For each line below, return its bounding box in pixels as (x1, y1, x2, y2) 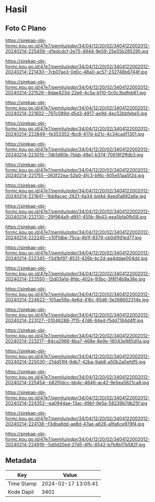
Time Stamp (8, 480, 37, 487)
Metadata (5, 456, 37, 465)
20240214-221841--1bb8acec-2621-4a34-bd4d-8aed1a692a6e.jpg (5, 193, 146, 199)
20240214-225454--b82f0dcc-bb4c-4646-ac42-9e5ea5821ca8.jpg (5, 380, 149, 385)
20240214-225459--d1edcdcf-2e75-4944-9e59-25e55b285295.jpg (5, 48, 149, 54)
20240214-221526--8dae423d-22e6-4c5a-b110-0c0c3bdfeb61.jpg (5, 90, 146, 95)
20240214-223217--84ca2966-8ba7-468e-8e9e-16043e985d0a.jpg (5, 338, 150, 344)
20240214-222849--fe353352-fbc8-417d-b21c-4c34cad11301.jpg (5, 131, 145, 137)
